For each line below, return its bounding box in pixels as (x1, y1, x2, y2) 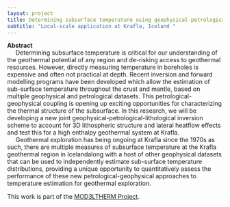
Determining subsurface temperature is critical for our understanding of (15, 49, 218, 57)
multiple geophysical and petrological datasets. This (7, 92, 154, 100)
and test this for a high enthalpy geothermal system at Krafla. (7, 128, 179, 137)
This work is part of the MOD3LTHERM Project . (7, 193, 140, 201)
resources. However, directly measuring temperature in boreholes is (7, 63, 199, 72)
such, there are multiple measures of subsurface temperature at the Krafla (7, 143, 217, 151)
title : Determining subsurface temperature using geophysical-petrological (7, 16, 228, 23)
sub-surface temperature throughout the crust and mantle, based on (7, 85, 201, 93)
